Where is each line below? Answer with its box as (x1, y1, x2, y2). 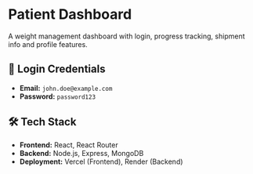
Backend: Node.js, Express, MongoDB (19, 148, 144, 158)
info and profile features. (8, 39, 88, 49)
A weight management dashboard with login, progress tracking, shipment (8, 31, 245, 41)
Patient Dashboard (8, 5, 132, 24)
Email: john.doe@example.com (19, 83, 113, 92)
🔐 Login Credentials (8, 63, 106, 76)
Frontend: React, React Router (19, 140, 119, 150)
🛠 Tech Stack (8, 115, 77, 129)
